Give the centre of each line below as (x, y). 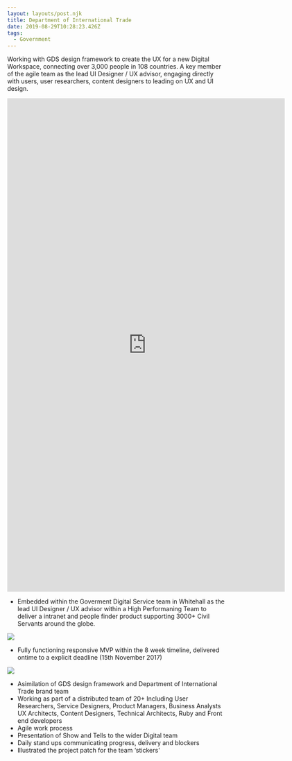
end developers (40, 721)
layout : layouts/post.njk (44, 14)
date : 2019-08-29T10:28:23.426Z (54, 26)
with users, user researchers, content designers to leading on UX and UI (110, 81)
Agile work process (45, 728)
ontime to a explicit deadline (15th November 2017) (90, 658)
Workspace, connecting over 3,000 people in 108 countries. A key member (114, 67)
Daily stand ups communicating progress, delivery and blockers (108, 743)
